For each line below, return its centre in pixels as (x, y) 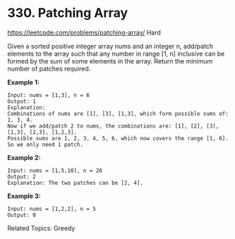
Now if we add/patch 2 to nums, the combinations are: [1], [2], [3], (113, 126)
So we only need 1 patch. (45, 145)
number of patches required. (49, 68)
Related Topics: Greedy (41, 228)
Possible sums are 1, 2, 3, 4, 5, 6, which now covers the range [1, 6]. (118, 138)
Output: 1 (22, 101)
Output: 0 (22, 215)
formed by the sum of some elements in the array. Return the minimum (110, 61)
